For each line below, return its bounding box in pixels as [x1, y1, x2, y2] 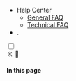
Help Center [16, 6, 52, 14]
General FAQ [26, 13, 63, 22]
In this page [6, 66, 42, 74]
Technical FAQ [26, 21, 69, 29]
